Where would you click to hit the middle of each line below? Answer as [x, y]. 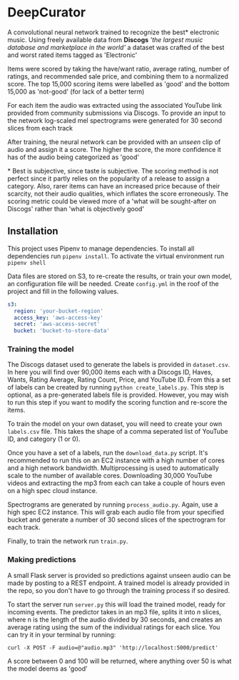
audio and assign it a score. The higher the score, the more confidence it [114, 149]
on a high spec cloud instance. [52, 491]
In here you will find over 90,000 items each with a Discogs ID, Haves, [110, 372]
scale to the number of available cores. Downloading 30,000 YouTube [110, 476]
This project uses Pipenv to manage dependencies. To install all [101, 248]
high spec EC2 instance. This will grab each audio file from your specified [116, 512]
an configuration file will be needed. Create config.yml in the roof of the [113, 283]
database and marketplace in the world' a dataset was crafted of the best [116, 47]
